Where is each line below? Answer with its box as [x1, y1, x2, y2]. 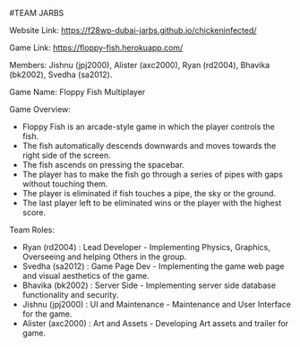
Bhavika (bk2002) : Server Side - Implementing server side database [21, 280, 276, 291]
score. [21, 207, 47, 218]
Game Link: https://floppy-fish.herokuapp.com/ [9, 42, 184, 53]
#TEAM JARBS [9, 8, 64, 18]
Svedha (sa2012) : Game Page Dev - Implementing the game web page [21, 261, 285, 272]
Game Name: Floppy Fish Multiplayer [9, 87, 146, 97]
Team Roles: [9, 224, 56, 235]
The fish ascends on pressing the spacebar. [21, 160, 185, 169]
